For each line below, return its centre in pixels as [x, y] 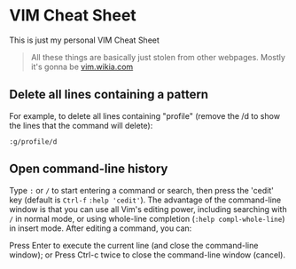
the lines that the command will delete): [81, 125]
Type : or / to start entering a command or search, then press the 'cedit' [142, 190]
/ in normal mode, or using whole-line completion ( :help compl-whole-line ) [147, 218]
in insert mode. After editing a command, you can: [101, 228]
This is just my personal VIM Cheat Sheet [84, 40]
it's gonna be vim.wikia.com [82, 67]
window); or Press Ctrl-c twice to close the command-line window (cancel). [148, 255]
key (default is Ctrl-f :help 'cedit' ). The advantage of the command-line [145, 200]
